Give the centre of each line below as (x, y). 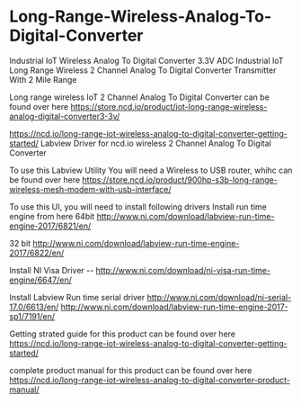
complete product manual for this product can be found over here (131, 370)
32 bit (20, 243)
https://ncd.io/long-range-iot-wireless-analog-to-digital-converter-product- (150, 380)
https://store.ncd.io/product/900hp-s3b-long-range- (180, 179)
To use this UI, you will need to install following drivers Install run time (138, 206)
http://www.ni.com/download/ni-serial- (219, 297)
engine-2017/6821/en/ (50, 226)
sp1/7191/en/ (32, 316)
